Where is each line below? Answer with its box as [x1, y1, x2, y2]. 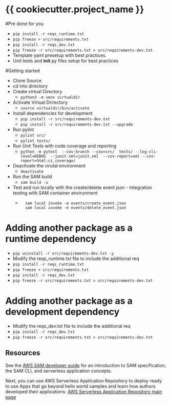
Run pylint [12, 126, 34, 133]
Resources [5, 349, 40, 357]
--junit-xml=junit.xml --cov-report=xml [50, 154, 140, 159]
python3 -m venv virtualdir [20, 95, 80, 100]
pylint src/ [20, 133, 46, 138]
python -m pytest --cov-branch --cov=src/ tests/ [20, 149, 133, 154]
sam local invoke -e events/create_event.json [25, 201, 126, 206]
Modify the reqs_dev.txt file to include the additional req [12, 323, 131, 329]
